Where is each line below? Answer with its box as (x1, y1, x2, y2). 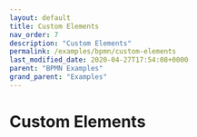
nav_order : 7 (9, 30, 59, 39)
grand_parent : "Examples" (9, 73, 107, 82)
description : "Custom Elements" (9, 38, 132, 48)
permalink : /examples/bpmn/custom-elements (9, 47, 177, 56)
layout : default (9, 13, 71, 23)
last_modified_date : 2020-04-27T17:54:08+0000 (9, 55, 189, 64)
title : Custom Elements (9, 22, 100, 31)
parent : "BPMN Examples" (9, 64, 103, 73)
